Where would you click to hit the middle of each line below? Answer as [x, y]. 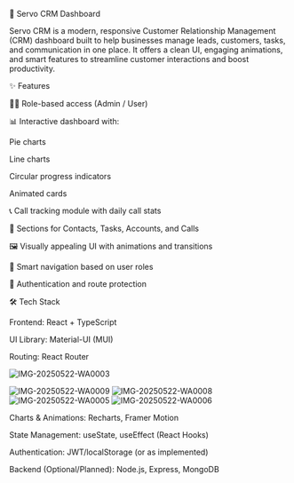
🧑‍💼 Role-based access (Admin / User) [79, 103]
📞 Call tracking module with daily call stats [85, 210]
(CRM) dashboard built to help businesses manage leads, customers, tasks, [147, 40]
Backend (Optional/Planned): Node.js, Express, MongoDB [114, 469]
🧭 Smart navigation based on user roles [81, 267]
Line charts [30, 159]
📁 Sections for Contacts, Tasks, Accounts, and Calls [104, 228]
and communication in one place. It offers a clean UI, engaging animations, [146, 50]
